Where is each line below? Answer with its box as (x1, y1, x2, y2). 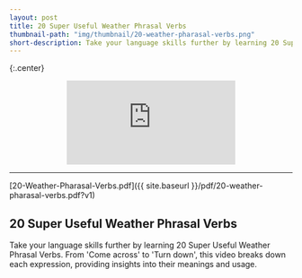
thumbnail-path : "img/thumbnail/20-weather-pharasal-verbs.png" (9, 30, 255, 39)
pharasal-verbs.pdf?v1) (9, 190, 96, 201)
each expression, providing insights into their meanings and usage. (9, 259, 258, 270)
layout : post (9, 13, 58, 22)
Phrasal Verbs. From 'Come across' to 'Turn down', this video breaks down (9, 249, 286, 260)
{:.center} (9, 63, 45, 74)
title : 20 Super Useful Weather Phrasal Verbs (9, 22, 187, 30)
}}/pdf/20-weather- (191, 180, 263, 191)
